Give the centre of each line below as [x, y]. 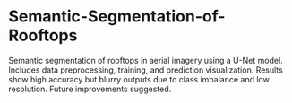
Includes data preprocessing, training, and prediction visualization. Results [146, 70]
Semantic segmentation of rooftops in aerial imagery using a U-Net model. [146, 60]
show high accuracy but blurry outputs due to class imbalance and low [139, 79]
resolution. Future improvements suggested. [90, 89]
